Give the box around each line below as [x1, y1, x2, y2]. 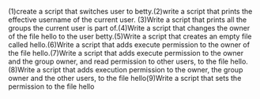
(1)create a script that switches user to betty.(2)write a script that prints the [8, 7, 253, 16]
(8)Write [8, 65, 36, 74]
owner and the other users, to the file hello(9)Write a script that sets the [8, 74, 242, 82]
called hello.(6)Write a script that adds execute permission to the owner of [8, 40, 251, 49]
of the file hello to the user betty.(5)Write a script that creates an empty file [8, 31, 252, 41]
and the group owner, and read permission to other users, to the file [8, 57, 229, 66]
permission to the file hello [8, 82, 95, 91]
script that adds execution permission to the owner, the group [42, 65, 243, 74]
